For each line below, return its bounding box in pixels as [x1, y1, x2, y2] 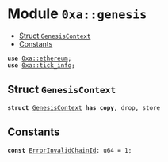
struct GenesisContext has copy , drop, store [7, 104, 160, 111]
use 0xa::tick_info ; [7, 61, 76, 70]
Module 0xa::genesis [7, 5, 147, 23]
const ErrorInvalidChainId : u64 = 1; [7, 146, 132, 154]
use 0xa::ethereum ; [7, 55, 72, 62]
